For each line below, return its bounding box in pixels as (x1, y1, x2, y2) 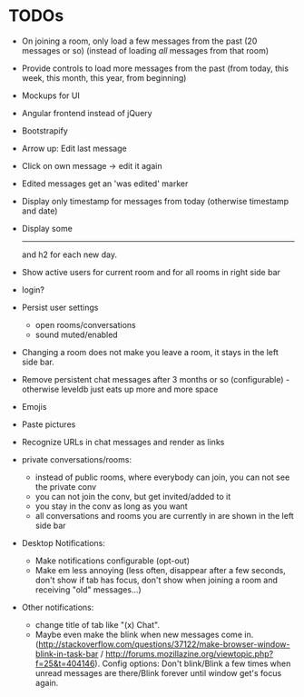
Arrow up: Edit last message (21, 143, 128, 154)
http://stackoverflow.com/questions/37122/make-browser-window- (38, 638, 290, 650)
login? (21, 284, 44, 295)
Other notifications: (21, 602, 94, 612)
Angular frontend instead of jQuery (21, 107, 152, 118)
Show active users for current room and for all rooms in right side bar (21, 266, 280, 277)
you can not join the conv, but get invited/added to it (34, 491, 231, 502)
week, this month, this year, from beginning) (21, 72, 187, 83)
